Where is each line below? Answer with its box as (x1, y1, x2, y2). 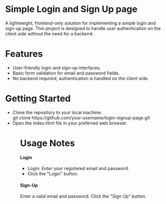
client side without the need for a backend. (5, 30, 94, 36)
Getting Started (5, 93, 71, 104)
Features (5, 48, 43, 59)
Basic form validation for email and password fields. (12, 70, 120, 76)
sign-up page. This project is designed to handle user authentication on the (5, 25, 161, 31)
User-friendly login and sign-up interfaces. (12, 64, 101, 70)
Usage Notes (20, 137, 75, 148)
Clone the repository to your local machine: (12, 109, 102, 115)
